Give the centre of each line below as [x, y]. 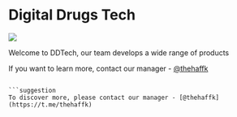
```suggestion [32, 90]
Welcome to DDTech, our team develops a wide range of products [119, 52]
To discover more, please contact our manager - [92, 97]
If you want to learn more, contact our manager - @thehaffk [108, 68]
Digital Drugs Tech [72, 15]
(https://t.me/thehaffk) [50, 104]
